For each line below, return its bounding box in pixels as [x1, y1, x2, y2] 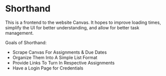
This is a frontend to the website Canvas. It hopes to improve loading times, [5, 19, 161, 25]
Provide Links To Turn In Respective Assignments [12, 60, 115, 66]
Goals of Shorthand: [5, 39, 47, 45]
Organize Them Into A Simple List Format [12, 54, 98, 60]
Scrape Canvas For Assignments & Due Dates [12, 49, 107, 55]
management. [5, 30, 34, 36]
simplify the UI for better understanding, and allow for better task [5, 24, 139, 30]
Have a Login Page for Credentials [12, 65, 84, 71]
